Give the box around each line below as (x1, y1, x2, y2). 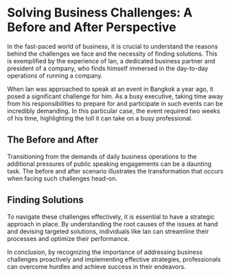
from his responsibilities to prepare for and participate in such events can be (7, 99, 223, 107)
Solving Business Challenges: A (7, 5, 193, 21)
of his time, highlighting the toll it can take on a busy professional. (7, 114, 193, 122)
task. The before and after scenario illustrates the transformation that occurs (7, 167, 224, 175)
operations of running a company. (7, 71, 103, 80)
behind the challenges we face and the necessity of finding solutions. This (7, 50, 218, 58)
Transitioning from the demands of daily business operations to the (7, 152, 197, 160)
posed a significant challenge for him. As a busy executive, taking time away (7, 92, 224, 100)
